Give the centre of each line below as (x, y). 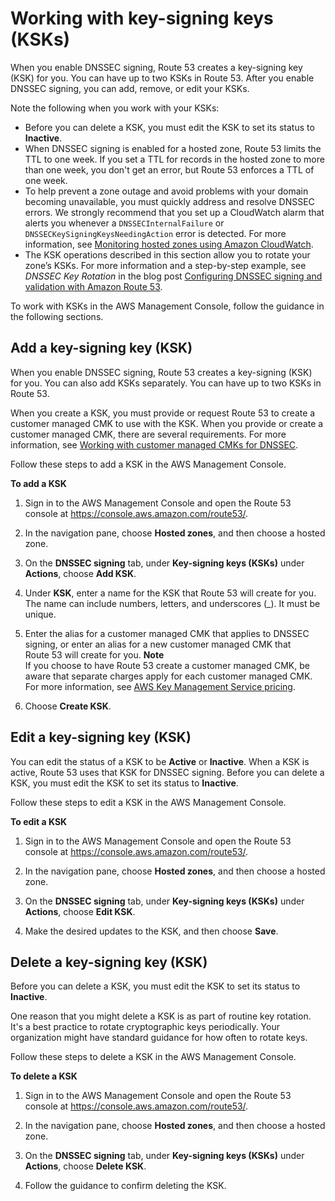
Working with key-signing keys (142, 18)
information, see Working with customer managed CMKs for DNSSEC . (154, 444)
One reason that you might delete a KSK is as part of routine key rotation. (161, 1016)
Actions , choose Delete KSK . (85, 1166)
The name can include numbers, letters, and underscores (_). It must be (172, 603)
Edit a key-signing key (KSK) (101, 737)
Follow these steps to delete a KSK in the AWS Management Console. (153, 1057)
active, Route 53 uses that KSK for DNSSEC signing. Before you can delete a (167, 772)
